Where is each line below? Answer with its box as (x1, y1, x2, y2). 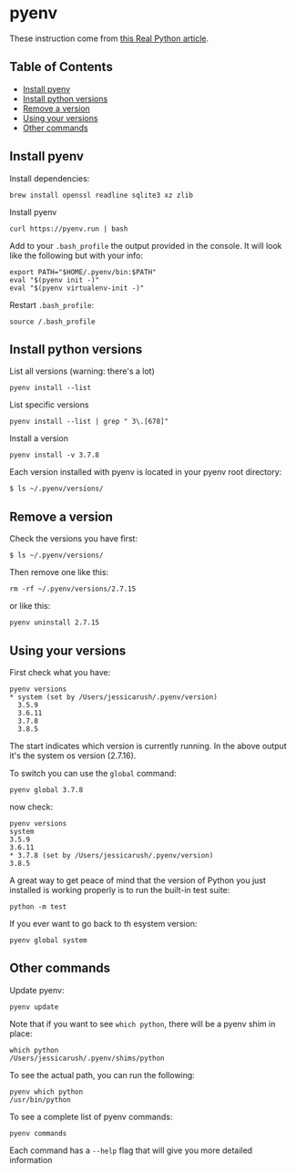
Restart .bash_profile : (9, 299, 94, 310)
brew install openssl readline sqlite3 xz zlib (9, 190, 194, 200)
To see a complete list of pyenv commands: (9, 1111, 173, 1122)
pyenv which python (9, 1087, 84, 1096)
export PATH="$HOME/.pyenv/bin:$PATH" (9, 267, 157, 276)
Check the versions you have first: (9, 533, 138, 544)
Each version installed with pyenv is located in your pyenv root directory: (9, 467, 282, 478)
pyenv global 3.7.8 (9, 786, 84, 795)
